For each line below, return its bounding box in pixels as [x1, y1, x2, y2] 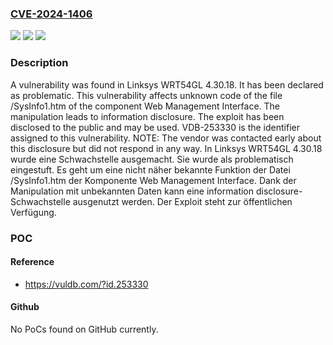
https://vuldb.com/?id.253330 [24, 278, 149, 290]
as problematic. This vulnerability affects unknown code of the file [10, 89, 283, 101]
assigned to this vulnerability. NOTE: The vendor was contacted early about [10, 132, 322, 144]
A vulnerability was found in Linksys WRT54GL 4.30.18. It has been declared [10, 78, 324, 91]
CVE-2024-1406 [10, 7, 93, 21]
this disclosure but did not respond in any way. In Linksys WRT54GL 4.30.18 [10, 142, 323, 154]
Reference [10, 256, 55, 268]
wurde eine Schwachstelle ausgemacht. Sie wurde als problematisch [10, 153, 294, 165]
